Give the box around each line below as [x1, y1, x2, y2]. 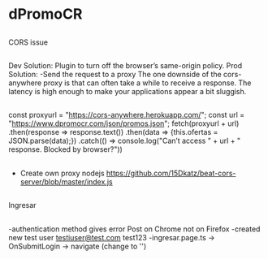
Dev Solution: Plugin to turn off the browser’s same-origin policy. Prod [8, 60, 242, 70]
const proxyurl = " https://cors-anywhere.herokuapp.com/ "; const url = [8, 110, 245, 120]
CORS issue [8, 37, 49, 47]
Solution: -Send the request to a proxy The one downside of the [8, 69, 222, 79]
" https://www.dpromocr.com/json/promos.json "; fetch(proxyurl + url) [8, 119, 240, 128]
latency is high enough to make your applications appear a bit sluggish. [8, 86, 247, 96]
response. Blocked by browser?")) [8, 145, 123, 154]
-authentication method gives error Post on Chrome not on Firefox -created [8, 224, 261, 234]
